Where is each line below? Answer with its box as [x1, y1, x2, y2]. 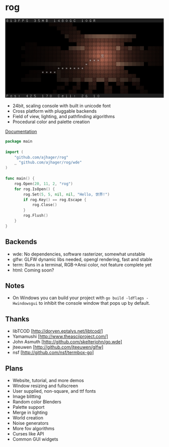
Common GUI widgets [12, 436, 59, 442]
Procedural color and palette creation [12, 119, 90, 125]
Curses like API [12, 431, 44, 437]
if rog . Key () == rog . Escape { [23, 197, 87, 202]
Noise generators [12, 420, 49, 426]
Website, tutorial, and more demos [12, 378, 84, 384]
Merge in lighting [12, 409, 48, 416]
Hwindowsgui [12, 301, 38, 306]
